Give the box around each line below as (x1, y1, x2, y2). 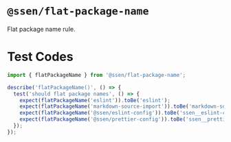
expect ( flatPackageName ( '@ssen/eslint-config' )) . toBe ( (19, 110, 180, 117)
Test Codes (7, 49, 74, 64)
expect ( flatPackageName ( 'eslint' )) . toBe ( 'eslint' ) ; (19, 97, 170, 104)
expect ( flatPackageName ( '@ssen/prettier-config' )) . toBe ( (19, 116, 186, 123)
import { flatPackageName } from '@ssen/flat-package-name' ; (7, 71, 186, 78)
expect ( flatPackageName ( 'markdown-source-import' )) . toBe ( (19, 103, 189, 110)
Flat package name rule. (7, 25, 76, 33)
